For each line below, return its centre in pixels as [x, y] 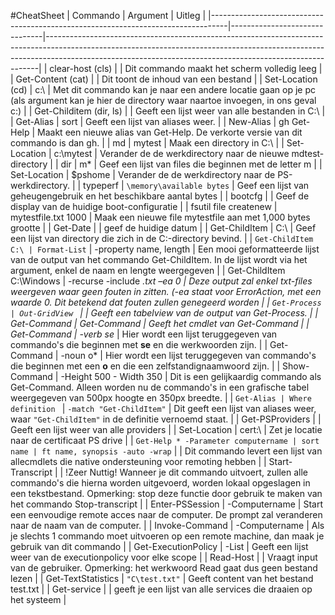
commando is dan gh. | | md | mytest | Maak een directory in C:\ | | [147, 143]
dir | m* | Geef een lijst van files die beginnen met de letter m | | [191, 164]
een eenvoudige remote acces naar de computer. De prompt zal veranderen [166, 514]
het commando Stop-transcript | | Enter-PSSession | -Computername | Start [166, 504]
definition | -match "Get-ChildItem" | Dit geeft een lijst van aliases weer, [163, 408]
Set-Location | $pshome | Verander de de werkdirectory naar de [143, 174]
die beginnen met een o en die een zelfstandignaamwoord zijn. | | [145, 366]
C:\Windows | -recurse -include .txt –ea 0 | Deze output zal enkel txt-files [161, 281]
